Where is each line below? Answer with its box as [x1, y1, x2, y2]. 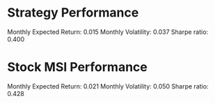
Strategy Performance [7, 5, 139, 21]
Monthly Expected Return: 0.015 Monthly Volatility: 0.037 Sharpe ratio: [7, 28, 209, 36]
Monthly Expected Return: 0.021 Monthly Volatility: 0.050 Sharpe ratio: [7, 82, 209, 91]
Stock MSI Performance [7, 59, 148, 75]
